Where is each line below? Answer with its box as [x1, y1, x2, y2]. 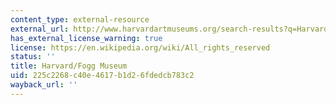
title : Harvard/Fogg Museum [10, 61, 128, 71]
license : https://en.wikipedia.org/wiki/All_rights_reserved [10, 42, 271, 53]
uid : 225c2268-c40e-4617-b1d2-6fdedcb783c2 [10, 71, 195, 81]
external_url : [10, 24, 70, 34]
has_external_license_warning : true [10, 33, 163, 43]
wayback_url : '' [10, 80, 78, 90]
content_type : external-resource [10, 14, 150, 25]
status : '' [10, 52, 56, 62]
